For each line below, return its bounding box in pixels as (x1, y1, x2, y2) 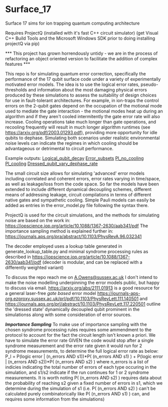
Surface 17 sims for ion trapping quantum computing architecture (5, 20, 140, 26)
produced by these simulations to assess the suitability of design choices (5, 92, 157, 98)
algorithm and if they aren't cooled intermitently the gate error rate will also (5, 113, 160, 119)
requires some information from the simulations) (5, 396, 105, 402)
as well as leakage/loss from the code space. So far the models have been (5, 181, 159, 187)
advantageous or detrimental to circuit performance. (5, 145, 114, 151)
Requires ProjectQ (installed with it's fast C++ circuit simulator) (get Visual (5, 30, 159, 36)
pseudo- (140, 81, 158, 87)
